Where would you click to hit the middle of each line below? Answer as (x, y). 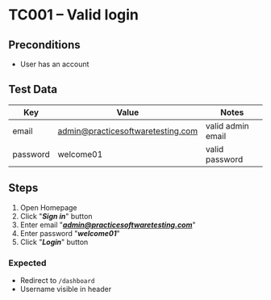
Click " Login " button (54, 242)
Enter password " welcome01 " (70, 233)
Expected (27, 263)
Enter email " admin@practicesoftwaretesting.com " (108, 225)
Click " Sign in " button (56, 216)
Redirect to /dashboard (57, 280)
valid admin (227, 125)
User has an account (54, 64)
